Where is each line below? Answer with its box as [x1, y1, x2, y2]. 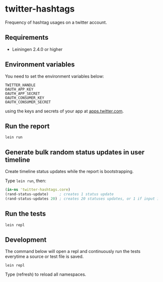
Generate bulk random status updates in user [5, 148, 145, 156]
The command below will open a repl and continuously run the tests [5, 249, 141, 254]
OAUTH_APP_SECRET [5, 91, 40, 96]
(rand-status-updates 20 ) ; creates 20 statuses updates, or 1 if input [5, 196, 155, 201]
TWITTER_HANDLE [5, 82, 36, 88]
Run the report [5, 122, 50, 130]
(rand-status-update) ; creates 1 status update [5, 192, 114, 197]
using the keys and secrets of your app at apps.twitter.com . [5, 108, 124, 114]
